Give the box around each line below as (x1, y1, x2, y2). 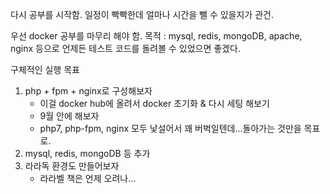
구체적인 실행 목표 (10, 64, 80, 75)
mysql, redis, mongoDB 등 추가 (24, 148, 151, 159)
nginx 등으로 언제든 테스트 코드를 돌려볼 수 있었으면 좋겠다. (10, 43, 241, 54)
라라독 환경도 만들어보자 (24, 160, 120, 172)
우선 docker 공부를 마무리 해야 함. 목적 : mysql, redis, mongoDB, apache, (10, 30, 303, 42)
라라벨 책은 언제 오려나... (39, 173, 137, 184)
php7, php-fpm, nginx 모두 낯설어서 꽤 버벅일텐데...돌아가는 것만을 (39, 123, 302, 134)
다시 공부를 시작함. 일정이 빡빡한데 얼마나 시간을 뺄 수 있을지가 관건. (10, 9, 274, 20)
